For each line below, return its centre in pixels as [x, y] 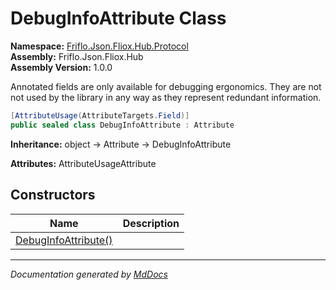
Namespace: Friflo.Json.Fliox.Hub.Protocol [99, 46]
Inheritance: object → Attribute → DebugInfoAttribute [121, 144]
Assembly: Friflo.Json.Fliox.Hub [77, 56]
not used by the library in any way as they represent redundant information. [166, 97]
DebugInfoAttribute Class [118, 18]
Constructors [53, 195]
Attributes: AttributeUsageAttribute [83, 163]
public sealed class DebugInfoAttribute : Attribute [122, 125]
